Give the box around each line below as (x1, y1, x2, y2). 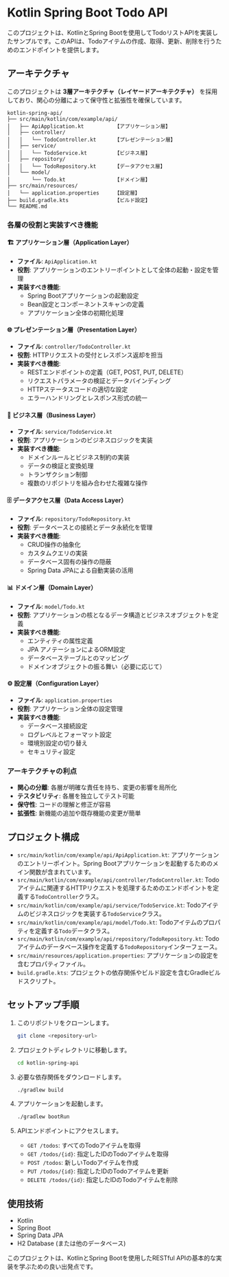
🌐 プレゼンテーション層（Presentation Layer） (7, 325, 141, 334)
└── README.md (7, 203, 48, 210)
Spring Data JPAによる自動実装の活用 (27, 566, 134, 575)
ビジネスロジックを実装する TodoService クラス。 (29, 910, 166, 917)
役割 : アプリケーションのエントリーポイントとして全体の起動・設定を (16, 265, 213, 274)
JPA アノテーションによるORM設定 (27, 645, 125, 653)
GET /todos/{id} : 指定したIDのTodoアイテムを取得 (27, 1150, 169, 1158)
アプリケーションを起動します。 (16, 1100, 108, 1108)
